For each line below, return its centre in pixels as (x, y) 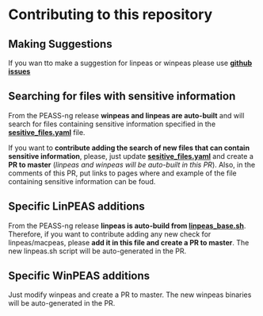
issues (19, 71)
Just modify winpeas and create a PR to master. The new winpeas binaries (130, 295)
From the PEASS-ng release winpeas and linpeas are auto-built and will (126, 115)
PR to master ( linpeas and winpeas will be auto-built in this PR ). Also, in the (132, 164)
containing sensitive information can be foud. (82, 181)
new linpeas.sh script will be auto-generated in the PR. (97, 251)
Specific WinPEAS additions (79, 276)
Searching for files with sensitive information (122, 96)
